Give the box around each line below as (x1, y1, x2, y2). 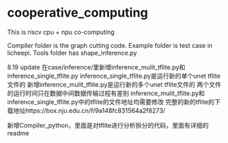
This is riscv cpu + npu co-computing (7, 28, 115, 36)
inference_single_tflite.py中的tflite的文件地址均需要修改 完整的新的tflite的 (7, 97, 215, 106)
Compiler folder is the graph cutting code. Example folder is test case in (7, 41, 213, 49)
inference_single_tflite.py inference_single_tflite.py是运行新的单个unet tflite (7, 71, 221, 80)
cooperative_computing (7, 5, 148, 21)
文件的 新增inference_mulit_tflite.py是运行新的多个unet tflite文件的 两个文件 (7, 80, 222, 88)
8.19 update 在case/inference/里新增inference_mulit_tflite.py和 (7, 62, 186, 71)
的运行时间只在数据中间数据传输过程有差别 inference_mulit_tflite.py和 (7, 89, 205, 97)
